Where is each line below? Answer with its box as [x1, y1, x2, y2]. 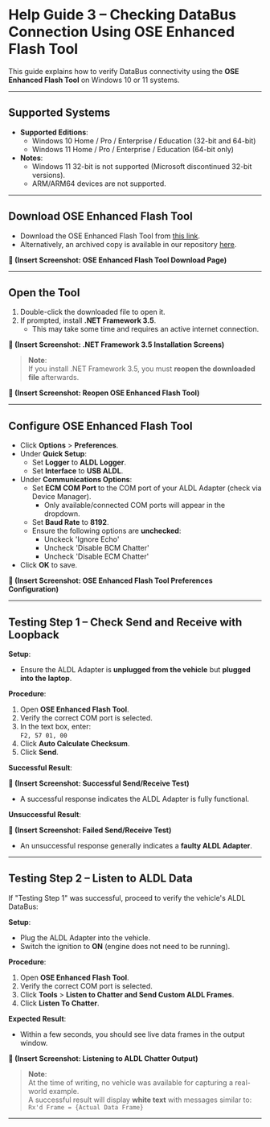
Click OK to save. [19, 560, 78, 570]
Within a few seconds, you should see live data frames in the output [19, 1029, 245, 1039]
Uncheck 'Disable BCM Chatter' [43, 543, 150, 553]
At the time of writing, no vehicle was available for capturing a [27, 1077, 233, 1088]
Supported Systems [8, 106, 111, 120]
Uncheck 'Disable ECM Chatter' [43, 551, 149, 561]
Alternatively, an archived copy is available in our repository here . [19, 239, 237, 249]
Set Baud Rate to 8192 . [31, 518, 109, 527]
